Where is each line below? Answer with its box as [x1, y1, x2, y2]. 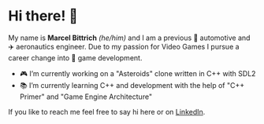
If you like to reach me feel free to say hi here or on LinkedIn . [8, 107, 206, 116]
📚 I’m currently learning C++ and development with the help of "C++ [19, 80, 245, 89]
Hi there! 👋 [8, 7, 79, 25]
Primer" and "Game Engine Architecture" [19, 92, 152, 101]
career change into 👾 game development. [8, 53, 143, 62]
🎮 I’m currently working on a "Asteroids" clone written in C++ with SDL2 [19, 68, 256, 78]
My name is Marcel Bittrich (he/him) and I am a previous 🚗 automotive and [8, 33, 251, 42]
